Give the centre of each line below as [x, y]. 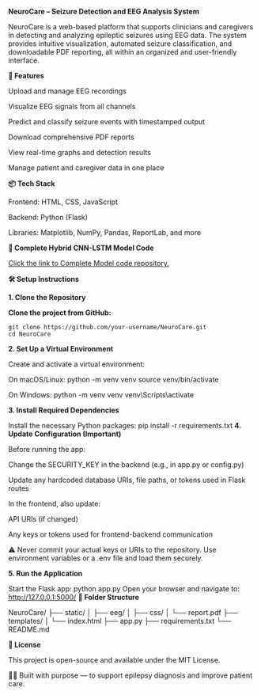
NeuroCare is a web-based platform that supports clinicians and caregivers [131, 27]
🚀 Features [26, 76]
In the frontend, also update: [55, 503]
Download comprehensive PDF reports [71, 137]
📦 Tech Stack [32, 184]
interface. [24, 60]
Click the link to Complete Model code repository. [89, 263]
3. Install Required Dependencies [64, 410]
